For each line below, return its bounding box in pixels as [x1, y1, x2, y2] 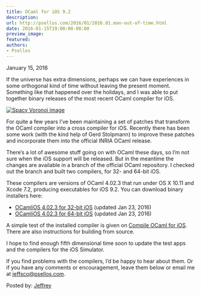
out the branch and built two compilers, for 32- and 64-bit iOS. [6, 168, 161, 175]
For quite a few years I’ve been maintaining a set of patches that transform [6, 118, 190, 125]
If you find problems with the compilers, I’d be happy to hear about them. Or [6, 257, 193, 264]
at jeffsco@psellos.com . [6, 270, 66, 277]
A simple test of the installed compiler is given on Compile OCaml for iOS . [6, 221, 187, 229]
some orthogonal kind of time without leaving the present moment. [6, 82, 170, 89]
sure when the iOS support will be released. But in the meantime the [6, 155, 174, 162]
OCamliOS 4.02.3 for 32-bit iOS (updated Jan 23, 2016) [14, 203, 151, 211]
